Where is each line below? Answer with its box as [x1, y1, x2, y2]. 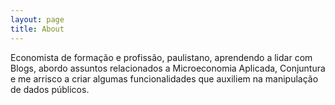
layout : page [10, 14, 65, 25]
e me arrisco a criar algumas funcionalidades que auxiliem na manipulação [10, 72, 319, 85]
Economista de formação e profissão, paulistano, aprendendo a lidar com [10, 51, 313, 63]
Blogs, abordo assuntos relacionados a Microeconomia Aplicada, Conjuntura [10, 62, 326, 74]
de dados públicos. [10, 83, 90, 95]
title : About [10, 24, 65, 34]
